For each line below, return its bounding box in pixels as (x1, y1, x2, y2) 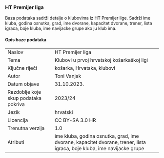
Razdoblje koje (7, 88, 41, 95)
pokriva (7, 101, 25, 107)
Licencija (7, 117, 28, 124)
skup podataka (7, 95, 42, 102)
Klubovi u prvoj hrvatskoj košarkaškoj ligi (54, 56, 148, 63)
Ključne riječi (7, 64, 38, 71)
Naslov (7, 49, 23, 55)
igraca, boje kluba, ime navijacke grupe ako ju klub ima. (5, 26, 117, 31)
